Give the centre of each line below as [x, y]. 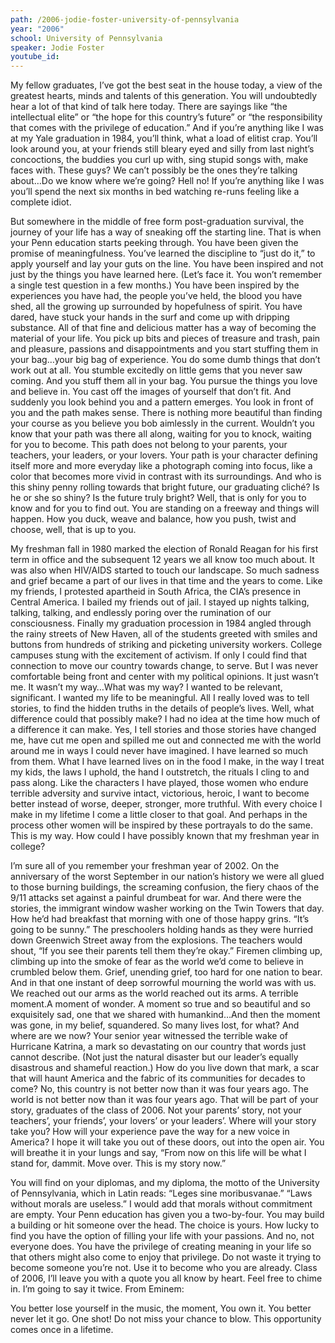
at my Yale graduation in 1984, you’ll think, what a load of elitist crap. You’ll [164, 138]
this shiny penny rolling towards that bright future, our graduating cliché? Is [165, 487]
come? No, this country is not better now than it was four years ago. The [159, 1089]
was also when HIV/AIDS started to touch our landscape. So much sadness [165, 570]
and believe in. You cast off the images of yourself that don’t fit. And [151, 392]
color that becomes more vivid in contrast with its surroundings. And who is [166, 477]
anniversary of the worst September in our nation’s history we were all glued [167, 877]
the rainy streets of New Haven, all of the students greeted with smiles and [164, 634]
